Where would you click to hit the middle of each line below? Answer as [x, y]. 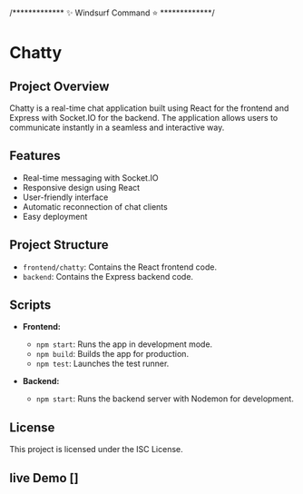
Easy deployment [55, 216]
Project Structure [59, 245]
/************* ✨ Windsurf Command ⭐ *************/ [112, 13]
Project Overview [59, 86]
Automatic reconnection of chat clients [95, 206]
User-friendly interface [65, 197]
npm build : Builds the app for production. [112, 354]
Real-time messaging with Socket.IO [90, 178]
